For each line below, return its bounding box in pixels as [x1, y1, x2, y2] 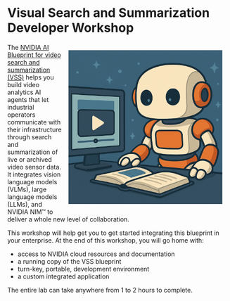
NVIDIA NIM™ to [7, 207, 53, 216]
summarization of [7, 148, 58, 156]
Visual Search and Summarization [7, 5, 210, 21]
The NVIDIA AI [7, 43, 49, 51]
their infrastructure [7, 125, 62, 134]
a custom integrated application [17, 272, 110, 281]
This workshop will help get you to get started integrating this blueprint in [7, 229, 219, 237]
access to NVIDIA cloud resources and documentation [17, 250, 175, 258]
